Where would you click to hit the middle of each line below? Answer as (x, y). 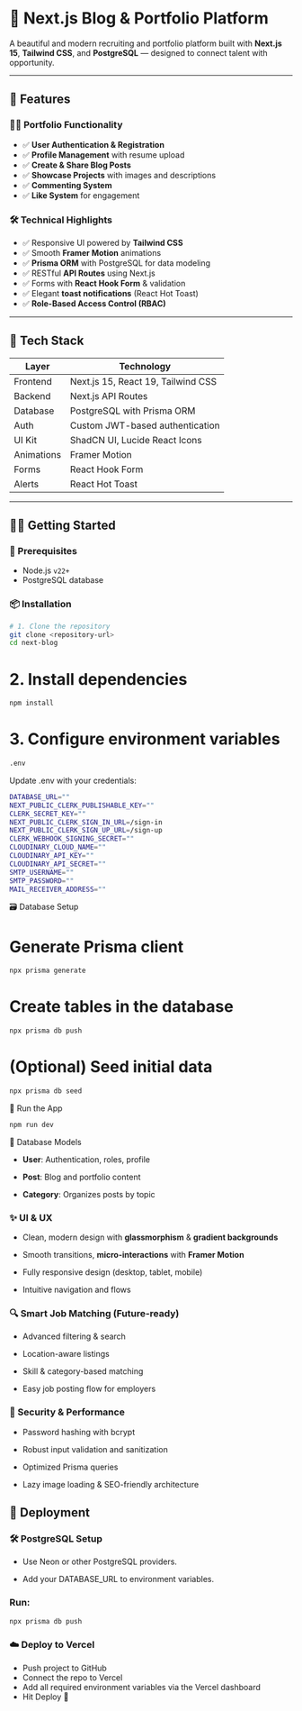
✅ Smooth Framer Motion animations (92, 252)
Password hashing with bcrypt (79, 1432)
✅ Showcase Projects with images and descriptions (119, 175)
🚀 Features (40, 100)
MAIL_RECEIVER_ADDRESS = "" (58, 889)
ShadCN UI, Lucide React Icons (136, 440)
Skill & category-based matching (83, 1371)
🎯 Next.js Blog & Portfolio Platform (139, 18)
